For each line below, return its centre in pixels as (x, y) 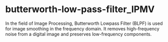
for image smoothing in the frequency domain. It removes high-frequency (82, 28)
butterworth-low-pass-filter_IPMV (80, 9)
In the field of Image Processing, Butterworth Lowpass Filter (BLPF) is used (84, 23)
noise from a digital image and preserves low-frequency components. (78, 34)
